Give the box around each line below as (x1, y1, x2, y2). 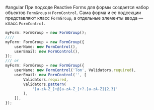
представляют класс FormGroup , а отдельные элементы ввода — (5, 15, 143, 21)
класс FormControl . (5, 20, 45, 26)
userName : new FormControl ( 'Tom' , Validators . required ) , (14, 68, 136, 73)
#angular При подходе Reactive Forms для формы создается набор (5, 5, 149, 10)
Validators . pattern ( (23, 82, 66, 87)
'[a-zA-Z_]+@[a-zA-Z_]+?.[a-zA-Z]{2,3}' (32, 86, 118, 91)
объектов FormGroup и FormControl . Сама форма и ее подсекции (5, 10, 141, 16)
